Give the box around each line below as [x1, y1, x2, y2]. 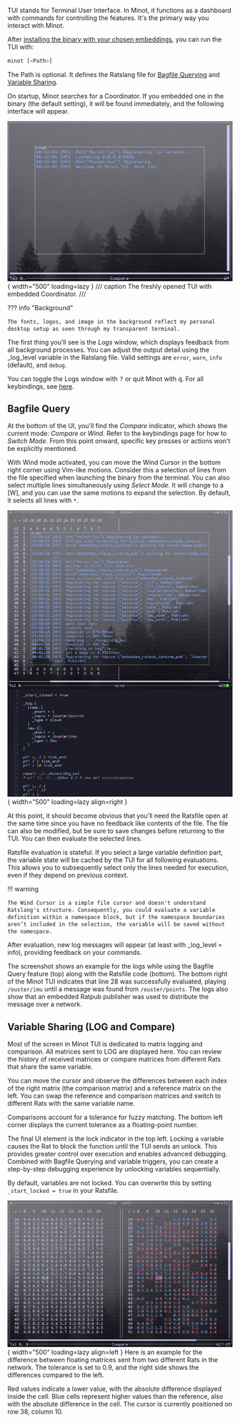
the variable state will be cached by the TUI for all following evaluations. [7, 856, 219, 864]
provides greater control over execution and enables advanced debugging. [7, 1150, 228, 1159]
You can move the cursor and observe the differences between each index [7, 1076, 227, 1085]
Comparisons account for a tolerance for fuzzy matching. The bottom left [7, 1113, 224, 1121]
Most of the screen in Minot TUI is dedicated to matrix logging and [7, 1040, 203, 1048]
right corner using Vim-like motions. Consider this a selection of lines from [7, 466, 226, 475]
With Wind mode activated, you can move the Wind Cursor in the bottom [7, 458, 221, 467]
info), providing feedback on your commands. [7, 948, 142, 957]
